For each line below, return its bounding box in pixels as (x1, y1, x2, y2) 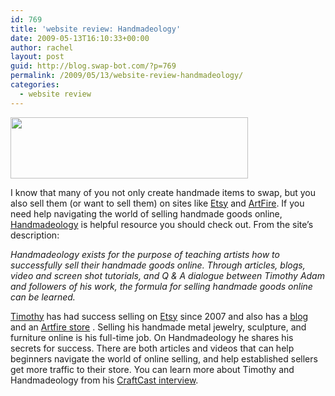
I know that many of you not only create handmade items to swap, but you (10, 186, 317, 198)
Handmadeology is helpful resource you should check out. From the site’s (10, 218, 314, 230)
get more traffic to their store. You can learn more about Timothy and (10, 363, 295, 375)
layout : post (10, 52, 65, 62)
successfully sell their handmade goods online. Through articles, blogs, (10, 259, 306, 271)
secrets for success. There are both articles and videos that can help (10, 342, 295, 354)
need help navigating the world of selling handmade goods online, (10, 207, 283, 220)
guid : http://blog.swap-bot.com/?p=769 (10, 61, 177, 71)
